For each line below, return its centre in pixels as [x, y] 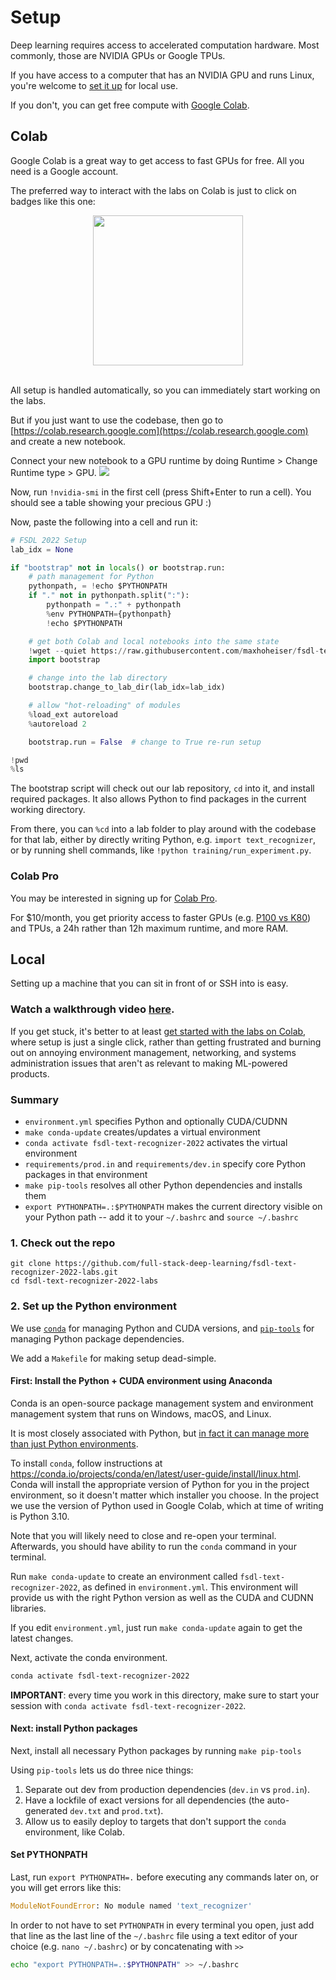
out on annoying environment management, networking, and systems [153, 1052]
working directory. [48, 810]
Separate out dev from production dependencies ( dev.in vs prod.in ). [167, 1789]
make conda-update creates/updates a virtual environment [142, 1132]
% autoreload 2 [57, 724]
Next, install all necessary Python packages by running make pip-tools [156, 1750]
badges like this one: [53, 201]
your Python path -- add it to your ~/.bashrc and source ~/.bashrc [161, 1217]
